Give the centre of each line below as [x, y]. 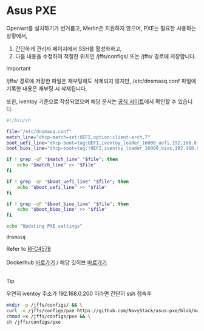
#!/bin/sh [19, 120]
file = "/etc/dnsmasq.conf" [39, 131]
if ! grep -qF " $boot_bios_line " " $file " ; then [68, 204]
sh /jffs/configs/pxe [34, 322]
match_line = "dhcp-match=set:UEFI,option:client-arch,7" [78, 137]
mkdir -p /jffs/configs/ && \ [45, 305]
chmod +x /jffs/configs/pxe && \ [49, 316]
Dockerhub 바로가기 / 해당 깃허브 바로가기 [57, 262]
